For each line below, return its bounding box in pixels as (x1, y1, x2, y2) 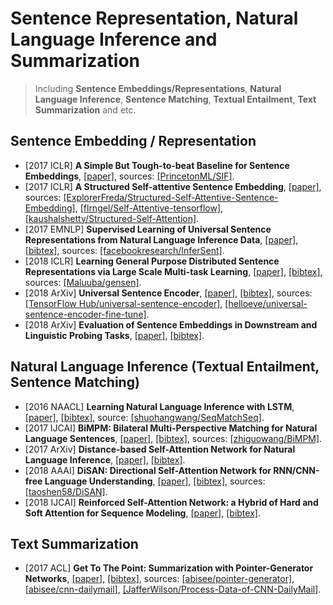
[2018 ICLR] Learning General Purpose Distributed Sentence (24, 255, 280, 267)
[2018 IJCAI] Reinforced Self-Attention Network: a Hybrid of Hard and (24, 496, 319, 508)
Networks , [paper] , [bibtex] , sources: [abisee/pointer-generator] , (24, 573, 295, 585)
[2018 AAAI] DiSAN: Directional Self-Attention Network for (24, 464, 272, 476)
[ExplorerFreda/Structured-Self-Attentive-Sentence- (63, 191, 279, 203)
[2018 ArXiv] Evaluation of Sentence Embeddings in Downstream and (24, 318, 318, 331)
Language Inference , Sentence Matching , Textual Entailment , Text (34, 93, 317, 105)
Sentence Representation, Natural (10, 7, 299, 30)
